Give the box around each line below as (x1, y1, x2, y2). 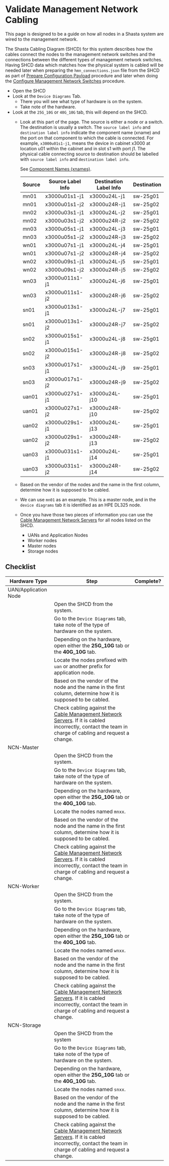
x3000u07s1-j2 (45, 250, 84, 257)
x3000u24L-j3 (90, 225, 126, 232)
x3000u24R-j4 (90, 250, 126, 257)
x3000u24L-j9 (90, 364, 126, 371)
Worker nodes (27, 537, 57, 544)
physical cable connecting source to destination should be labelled (20, 151, 159, 157)
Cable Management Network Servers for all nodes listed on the (20, 517, 151, 523)
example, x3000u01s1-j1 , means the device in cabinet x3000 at (20, 140, 150, 146)
